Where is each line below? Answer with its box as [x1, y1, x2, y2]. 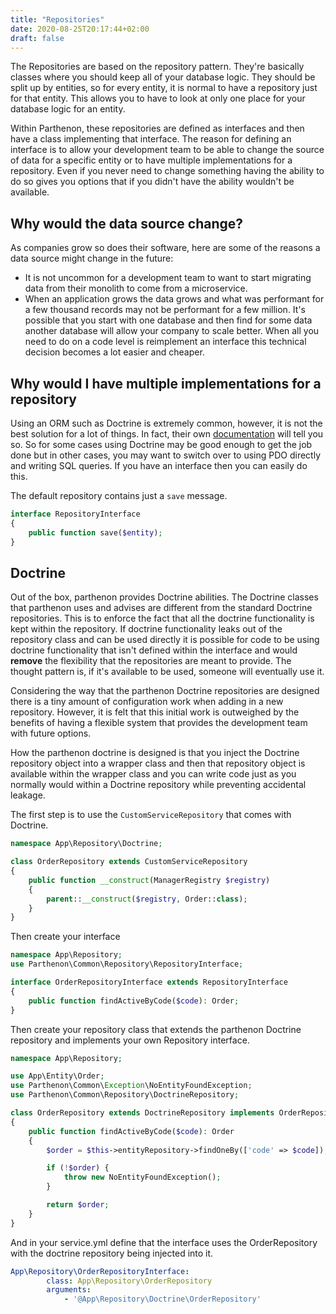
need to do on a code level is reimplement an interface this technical [24, 336, 307, 348]
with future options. [10, 727, 92, 740]
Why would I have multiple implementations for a [10, 375, 322, 392]
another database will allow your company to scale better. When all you [24, 325, 320, 337]
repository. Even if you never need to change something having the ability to [10, 165, 325, 177]
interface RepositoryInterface [10, 509, 141, 519]
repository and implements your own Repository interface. [10, 1034, 250, 1046]
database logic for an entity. [10, 103, 126, 115]
